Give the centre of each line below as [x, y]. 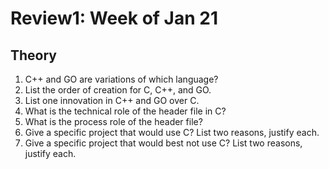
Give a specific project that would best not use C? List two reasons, [163, 143]
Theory [34, 55]
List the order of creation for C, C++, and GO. [118, 90]
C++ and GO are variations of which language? [121, 79]
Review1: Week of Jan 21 [114, 18]
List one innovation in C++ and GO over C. [112, 100]
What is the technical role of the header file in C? [125, 111]
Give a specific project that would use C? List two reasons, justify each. [172, 132]
